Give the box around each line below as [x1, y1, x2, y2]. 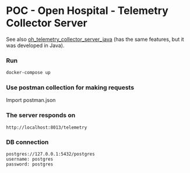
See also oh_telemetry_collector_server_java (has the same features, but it [6, 36, 185, 43]
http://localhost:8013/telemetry [6, 124, 87, 130]
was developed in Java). [6, 42, 65, 49]
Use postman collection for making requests [6, 83, 135, 91]
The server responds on [6, 111, 76, 119]
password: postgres [6, 161, 54, 167]
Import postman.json [6, 97, 56, 104]
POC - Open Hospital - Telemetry [6, 4, 168, 17]
